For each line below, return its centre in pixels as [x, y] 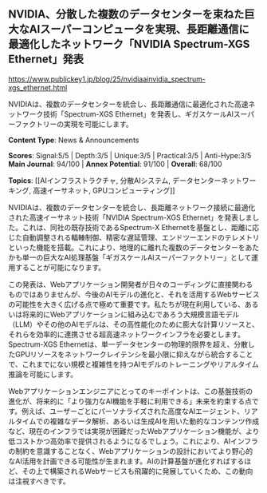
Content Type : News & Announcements [74, 140]
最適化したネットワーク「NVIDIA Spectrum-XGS [129, 44]
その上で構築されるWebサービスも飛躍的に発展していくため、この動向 [137, 471]
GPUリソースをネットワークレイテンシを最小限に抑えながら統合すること [134, 354]
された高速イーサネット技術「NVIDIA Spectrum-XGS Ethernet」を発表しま [130, 217]
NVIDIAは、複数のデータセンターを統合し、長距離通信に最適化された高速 [128, 104]
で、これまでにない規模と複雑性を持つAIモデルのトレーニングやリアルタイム [133, 364]
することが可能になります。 [60, 267]
